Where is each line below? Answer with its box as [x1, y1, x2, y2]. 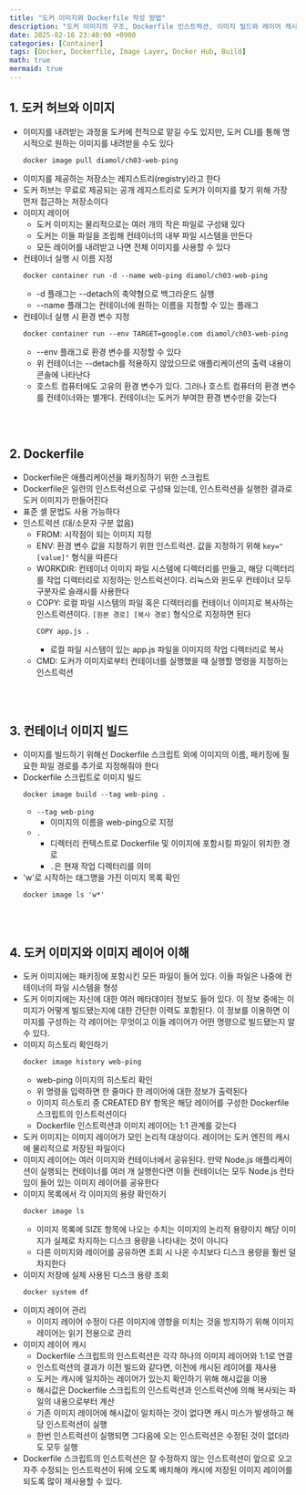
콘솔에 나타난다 [36, 369, 91, 379]
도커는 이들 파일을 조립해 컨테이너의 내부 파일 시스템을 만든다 [36, 230, 253, 241]
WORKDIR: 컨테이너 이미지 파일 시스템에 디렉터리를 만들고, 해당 [36, 563, 264, 574]
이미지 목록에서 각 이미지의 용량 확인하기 [22, 1189, 167, 1199]
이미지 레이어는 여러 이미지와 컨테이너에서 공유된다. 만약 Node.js [22, 1155, 253, 1166]
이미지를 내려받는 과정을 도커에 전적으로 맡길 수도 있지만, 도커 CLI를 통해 [22, 126, 280, 137]
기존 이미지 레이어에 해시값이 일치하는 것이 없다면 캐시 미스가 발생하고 [36, 1407, 285, 1418]
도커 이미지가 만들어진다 [22, 494, 109, 505]
